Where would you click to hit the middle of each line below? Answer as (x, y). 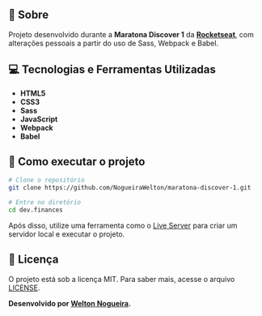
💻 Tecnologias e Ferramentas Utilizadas (112, 70)
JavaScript (39, 119)
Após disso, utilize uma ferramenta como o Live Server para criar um (123, 225)
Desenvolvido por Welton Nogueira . (70, 303)
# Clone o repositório (46, 180)
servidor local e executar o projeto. (67, 234)
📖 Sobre (29, 15)
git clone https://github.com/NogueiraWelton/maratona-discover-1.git (130, 188)
